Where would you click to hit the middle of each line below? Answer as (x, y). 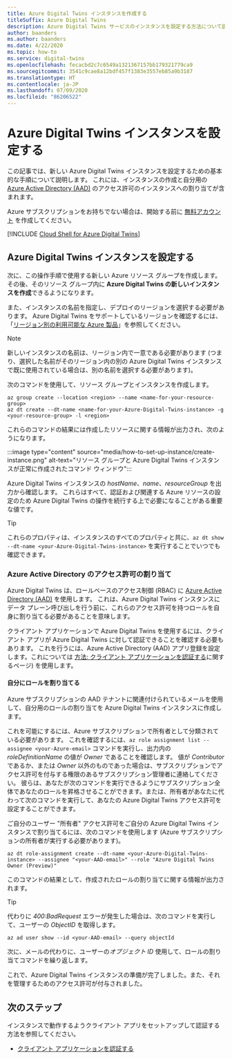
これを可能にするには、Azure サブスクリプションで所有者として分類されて (113, 731)
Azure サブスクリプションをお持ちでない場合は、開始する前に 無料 (102, 211)
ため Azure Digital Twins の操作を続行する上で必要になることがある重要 (121, 501)
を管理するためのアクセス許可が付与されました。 (77, 984)
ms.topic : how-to (32, 52)
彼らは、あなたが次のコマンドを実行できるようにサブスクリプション (117, 783)
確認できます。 (28, 554)
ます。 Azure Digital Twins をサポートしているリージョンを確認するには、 (117, 315)
